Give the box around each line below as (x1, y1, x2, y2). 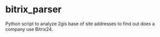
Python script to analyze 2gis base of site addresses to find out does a (5, 21, 155, 27)
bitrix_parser (5, 4, 62, 15)
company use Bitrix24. (5, 26, 53, 32)
